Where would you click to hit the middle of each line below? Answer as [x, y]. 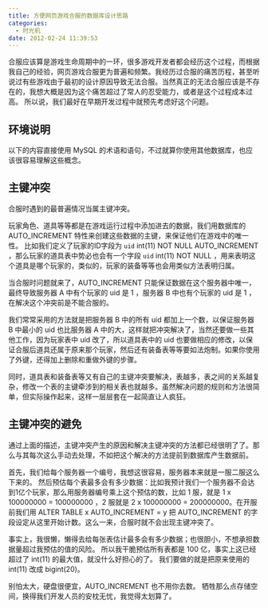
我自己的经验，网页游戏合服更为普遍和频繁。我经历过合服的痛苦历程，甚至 [130, 72]
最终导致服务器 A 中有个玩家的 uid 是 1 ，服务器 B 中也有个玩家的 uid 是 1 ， [132, 292]
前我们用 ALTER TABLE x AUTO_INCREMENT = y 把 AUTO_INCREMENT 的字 [133, 512]
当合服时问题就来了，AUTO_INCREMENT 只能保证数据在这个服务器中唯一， [132, 282]
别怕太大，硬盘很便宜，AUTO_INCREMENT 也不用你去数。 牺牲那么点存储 [130, 586]
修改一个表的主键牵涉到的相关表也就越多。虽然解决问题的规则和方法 [134, 386]
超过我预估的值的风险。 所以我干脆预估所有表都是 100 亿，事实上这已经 [139, 549]
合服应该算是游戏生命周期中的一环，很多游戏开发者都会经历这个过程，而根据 [134, 62]
